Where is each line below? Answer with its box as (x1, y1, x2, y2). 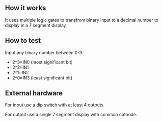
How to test (5, 36, 41, 45)
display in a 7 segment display (5, 22, 66, 28)
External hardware (5, 89, 63, 97)
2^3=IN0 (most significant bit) (12, 59, 73, 65)
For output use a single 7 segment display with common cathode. (5, 112, 137, 118)
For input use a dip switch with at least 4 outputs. (5, 102, 105, 108)
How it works (5, 4, 46, 12)
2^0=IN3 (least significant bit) (12, 75, 73, 81)
